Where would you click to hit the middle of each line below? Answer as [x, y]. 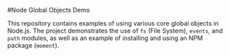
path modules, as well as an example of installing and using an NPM [105, 38]
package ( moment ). [33, 45]
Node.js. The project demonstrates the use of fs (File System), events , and [115, 31]
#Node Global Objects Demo [49, 10]
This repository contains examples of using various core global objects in [113, 23]
